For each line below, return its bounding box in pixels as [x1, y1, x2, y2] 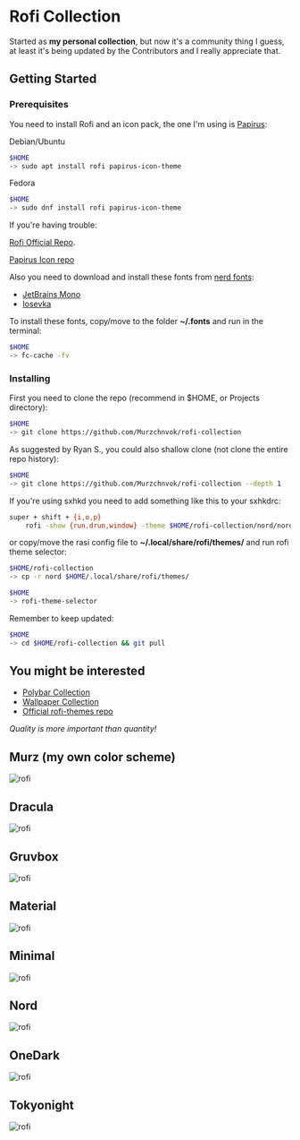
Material [9, 898, 56, 914]
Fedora [9, 177, 36, 189]
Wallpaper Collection [21, 697, 100, 707]
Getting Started [9, 72, 97, 87]
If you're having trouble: [9, 219, 97, 230]
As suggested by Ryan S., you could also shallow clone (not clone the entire [9, 443, 288, 454]
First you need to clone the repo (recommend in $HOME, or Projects [9, 392, 261, 404]
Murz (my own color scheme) [9, 750, 176, 765]
